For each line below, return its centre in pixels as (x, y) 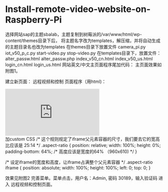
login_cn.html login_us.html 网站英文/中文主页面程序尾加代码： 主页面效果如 (83, 64)
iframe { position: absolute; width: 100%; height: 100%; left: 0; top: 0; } (78, 167)
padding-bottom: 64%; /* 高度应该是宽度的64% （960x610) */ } (71, 151)
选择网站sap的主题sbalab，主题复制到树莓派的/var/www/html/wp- (73, 34)
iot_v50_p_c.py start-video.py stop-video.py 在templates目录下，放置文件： (83, 53)
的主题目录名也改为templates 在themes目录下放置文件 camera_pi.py (75, 46)
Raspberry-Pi (34, 20)
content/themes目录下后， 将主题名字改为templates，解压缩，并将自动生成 (83, 40)
